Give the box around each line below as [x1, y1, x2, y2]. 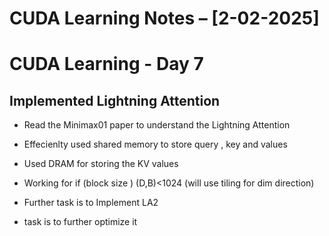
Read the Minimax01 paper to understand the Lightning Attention [23, 119, 291, 131]
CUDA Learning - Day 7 [9, 53, 204, 76]
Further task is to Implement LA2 [23, 197, 159, 209]
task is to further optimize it [23, 216, 138, 228]
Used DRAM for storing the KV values [23, 158, 179, 170]
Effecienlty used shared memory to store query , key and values [23, 138, 288, 151]
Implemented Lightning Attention [9, 92, 221, 109]
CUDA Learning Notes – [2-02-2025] [9, 7, 320, 30]
